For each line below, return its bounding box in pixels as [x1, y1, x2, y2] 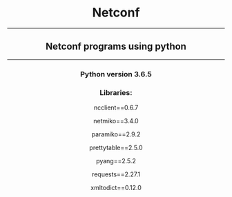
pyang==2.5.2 [95, 156, 137, 165]
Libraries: [99, 87, 133, 97]
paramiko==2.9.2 [91, 129, 141, 138]
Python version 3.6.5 [80, 69, 152, 79]
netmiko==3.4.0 [93, 116, 139, 125]
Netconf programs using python [46, 41, 186, 52]
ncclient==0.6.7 [93, 103, 139, 112]
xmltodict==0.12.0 [90, 183, 142, 191]
